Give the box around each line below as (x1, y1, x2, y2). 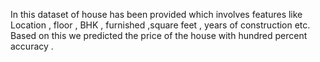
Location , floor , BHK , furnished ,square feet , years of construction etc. (10, 19, 311, 31)
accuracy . (10, 40, 54, 52)
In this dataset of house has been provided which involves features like (10, 9, 303, 20)
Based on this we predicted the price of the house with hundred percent (10, 30, 308, 41)
